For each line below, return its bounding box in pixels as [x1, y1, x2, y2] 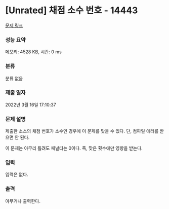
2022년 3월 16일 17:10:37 [5, 101, 57, 108]
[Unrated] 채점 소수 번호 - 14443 [5, 5, 138, 16]
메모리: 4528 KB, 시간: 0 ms [5, 49, 62, 55]
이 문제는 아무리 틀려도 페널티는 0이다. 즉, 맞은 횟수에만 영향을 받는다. [5, 145, 143, 151]
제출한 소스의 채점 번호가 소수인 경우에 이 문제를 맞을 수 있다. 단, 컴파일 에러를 [5, 128, 159, 134]
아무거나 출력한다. [5, 198, 41, 204]
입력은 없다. [5, 171, 29, 178]
